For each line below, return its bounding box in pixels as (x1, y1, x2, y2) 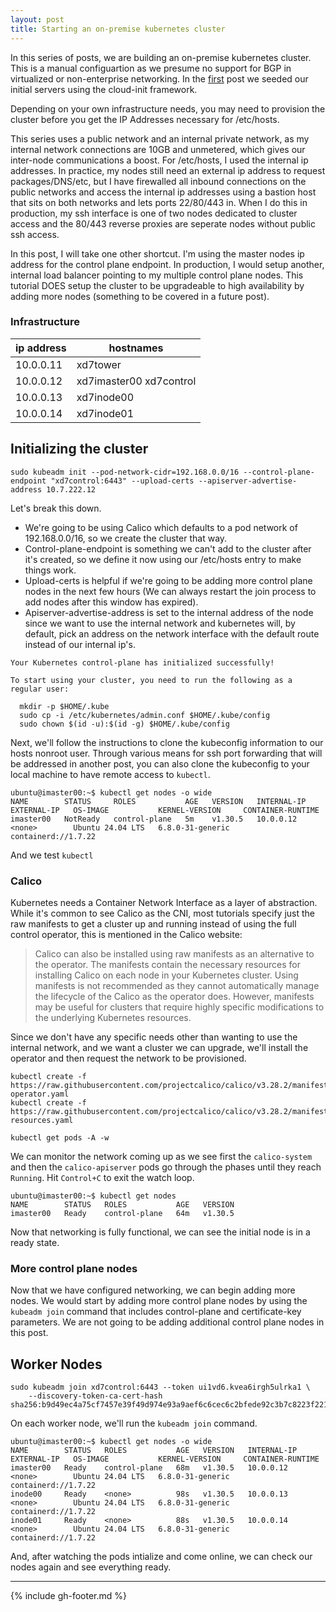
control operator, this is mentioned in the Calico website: (10, 928, 243, 940)
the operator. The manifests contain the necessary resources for (34, 958, 302, 970)
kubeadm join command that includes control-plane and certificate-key (10, 1306, 302, 1318)
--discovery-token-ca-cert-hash (28, 1391, 163, 1401)
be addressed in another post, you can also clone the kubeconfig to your (10, 757, 310, 770)
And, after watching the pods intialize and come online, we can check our (10, 1551, 313, 1563)
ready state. (10, 1236, 60, 1248)
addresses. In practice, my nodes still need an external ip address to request (10, 164, 326, 176)
